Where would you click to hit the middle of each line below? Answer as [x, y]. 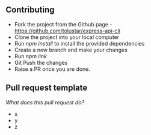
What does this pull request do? [45, 102]
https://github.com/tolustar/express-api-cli [67, 31]
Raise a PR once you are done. [52, 69]
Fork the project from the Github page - [63, 24]
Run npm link [31, 56]
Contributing [30, 10]
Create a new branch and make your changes [71, 50]
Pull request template [47, 88]
